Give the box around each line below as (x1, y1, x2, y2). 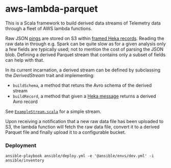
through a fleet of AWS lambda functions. (5, 25, 92, 31)
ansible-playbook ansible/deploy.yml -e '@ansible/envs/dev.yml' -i (5, 154, 154, 159)
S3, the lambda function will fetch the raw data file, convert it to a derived (5, 124, 160, 130)
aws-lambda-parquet (5, 3, 98, 15)
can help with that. (5, 57, 44, 63)
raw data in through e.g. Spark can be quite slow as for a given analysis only (5, 40, 166, 46)
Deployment (5, 141, 37, 149)
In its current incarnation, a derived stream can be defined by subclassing (5, 67, 161, 73)
